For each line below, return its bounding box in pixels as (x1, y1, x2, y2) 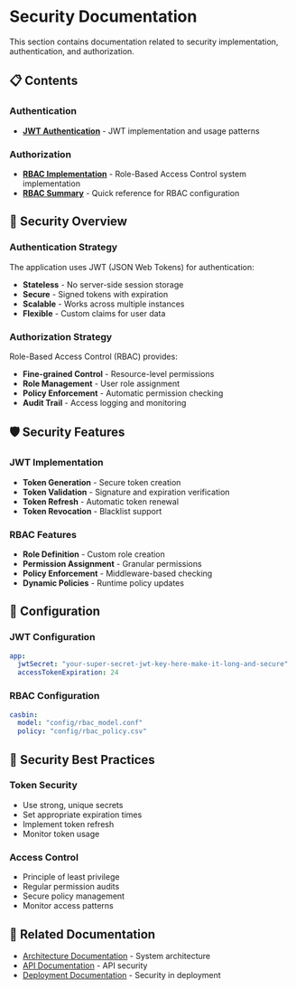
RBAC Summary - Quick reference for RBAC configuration (22, 187, 240, 198)
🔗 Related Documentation (9, 927, 156, 942)
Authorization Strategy (9, 330, 113, 343)
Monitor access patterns (22, 900, 115, 911)
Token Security (9, 779, 79, 792)
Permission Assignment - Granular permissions (22, 558, 202, 569)
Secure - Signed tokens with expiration (22, 288, 169, 299)
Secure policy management (22, 890, 125, 901)
